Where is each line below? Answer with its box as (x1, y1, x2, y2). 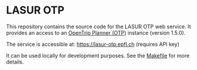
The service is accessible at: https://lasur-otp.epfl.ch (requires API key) (6, 41, 180, 48)
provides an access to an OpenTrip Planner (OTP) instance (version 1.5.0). (6, 29, 186, 36)
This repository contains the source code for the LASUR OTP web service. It (6, 23, 191, 30)
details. (6, 58, 24, 65)
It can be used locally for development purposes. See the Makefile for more (6, 52, 190, 59)
